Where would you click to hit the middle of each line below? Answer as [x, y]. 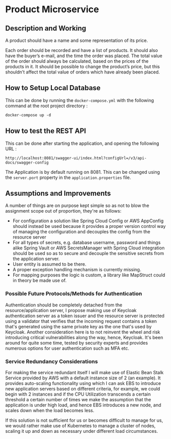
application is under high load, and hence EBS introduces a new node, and [83, 405]
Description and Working [46, 28]
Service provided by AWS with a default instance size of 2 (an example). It [83, 378]
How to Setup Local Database [53, 88]
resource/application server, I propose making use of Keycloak [71, 310]
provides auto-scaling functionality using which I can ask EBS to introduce [83, 383]
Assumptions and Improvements [58, 193]
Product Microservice [52, 9]
